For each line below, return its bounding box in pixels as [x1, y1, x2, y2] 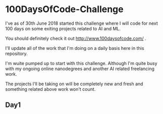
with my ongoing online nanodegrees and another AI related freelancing [5, 66, 155, 72]
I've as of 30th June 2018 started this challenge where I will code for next [5, 20, 158, 26]
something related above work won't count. [5, 86, 96, 92]
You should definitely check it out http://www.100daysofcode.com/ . [5, 35, 146, 41]
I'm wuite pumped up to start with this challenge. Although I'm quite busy [5, 60, 157, 66]
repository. [5, 50, 28, 56]
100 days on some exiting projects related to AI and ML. [5, 25, 121, 31]
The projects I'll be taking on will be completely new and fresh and [5, 81, 143, 87]
